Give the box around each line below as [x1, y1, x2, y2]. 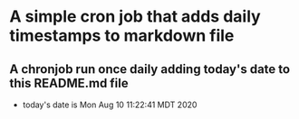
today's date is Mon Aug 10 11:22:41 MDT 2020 [22, 99, 198, 110]
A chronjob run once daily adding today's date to [9, 61, 291, 77]
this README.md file [9, 75, 129, 91]
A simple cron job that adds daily [9, 6, 261, 27]
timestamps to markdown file [9, 25, 235, 46]
